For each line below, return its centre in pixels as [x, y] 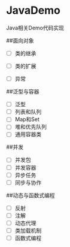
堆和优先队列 [31, 127]
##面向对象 [20, 40]
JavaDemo [34, 10]
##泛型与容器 [23, 92]
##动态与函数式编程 [31, 195]
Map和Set [27, 119]
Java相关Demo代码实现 [35, 28]
